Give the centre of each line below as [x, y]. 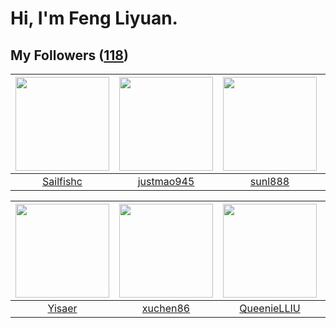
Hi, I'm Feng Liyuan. [94, 18]
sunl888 [269, 181]
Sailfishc [62, 181]
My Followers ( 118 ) [69, 55]
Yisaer [62, 308]
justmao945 [166, 181]
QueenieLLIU [270, 308]
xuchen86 [166, 308]
